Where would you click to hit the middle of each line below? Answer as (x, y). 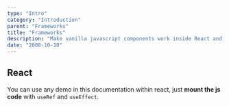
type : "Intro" (27, 13)
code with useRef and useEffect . (53, 96)
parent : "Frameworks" (38, 26)
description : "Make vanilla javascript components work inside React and (115, 39)
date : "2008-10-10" (35, 45)
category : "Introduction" (44, 20)
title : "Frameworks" (37, 32)
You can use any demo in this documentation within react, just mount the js (114, 89)
